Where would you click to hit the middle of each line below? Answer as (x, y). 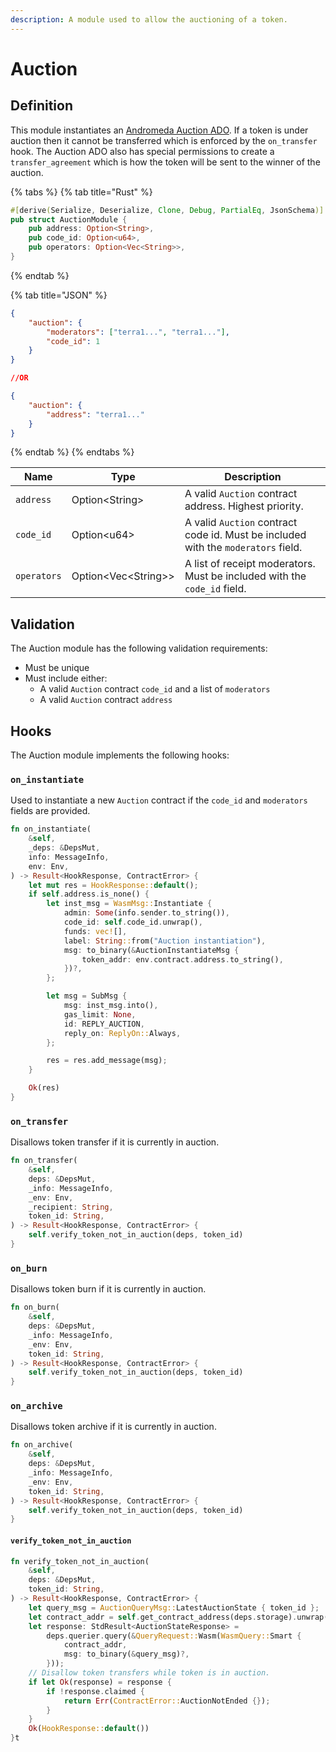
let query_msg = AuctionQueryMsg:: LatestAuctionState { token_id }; (174, 1607)
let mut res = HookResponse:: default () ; (113, 885)
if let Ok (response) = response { (100, 1682)
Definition (41, 106)
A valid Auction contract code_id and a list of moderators (155, 689)
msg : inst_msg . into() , (111, 1006)
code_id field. (215, 589)
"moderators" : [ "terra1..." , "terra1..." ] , (138, 332)
